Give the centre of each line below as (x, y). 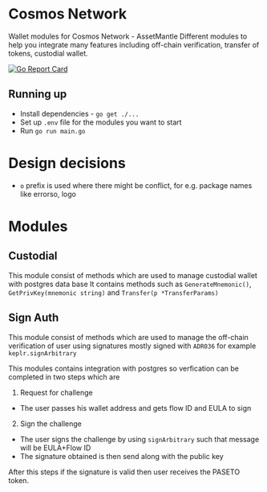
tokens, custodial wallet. (48, 53)
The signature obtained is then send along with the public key (122, 456)
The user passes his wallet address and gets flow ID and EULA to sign (136, 408)
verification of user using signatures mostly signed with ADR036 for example (132, 346)
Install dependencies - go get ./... (79, 113)
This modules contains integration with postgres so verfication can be (123, 368)
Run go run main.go (53, 130)
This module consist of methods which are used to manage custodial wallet (133, 275)
